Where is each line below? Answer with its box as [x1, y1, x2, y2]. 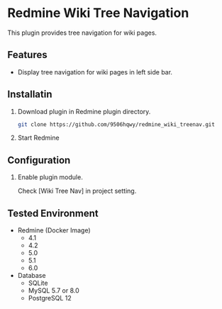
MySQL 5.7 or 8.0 [28, 286, 79, 295]
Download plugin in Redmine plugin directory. [17, 107, 151, 116]
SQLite [28, 279, 48, 288]
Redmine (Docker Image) [17, 226, 91, 235]
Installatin [7, 89, 52, 101]
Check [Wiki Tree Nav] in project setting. [17, 186, 137, 196]
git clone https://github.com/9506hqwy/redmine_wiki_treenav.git [17, 120, 215, 128]
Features [7, 49, 48, 61]
